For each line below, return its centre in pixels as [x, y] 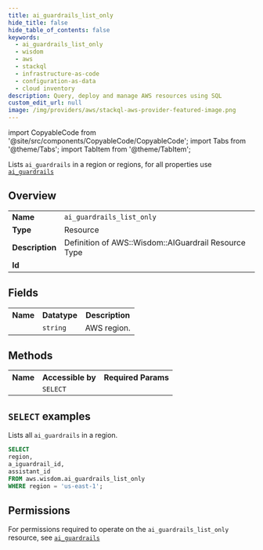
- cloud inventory [45, 88]
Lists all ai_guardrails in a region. [63, 435]
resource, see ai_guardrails [54, 537]
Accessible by [69, 377]
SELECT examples [50, 416]
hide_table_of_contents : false [59, 30]
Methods [31, 356]
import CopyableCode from [52, 133]
